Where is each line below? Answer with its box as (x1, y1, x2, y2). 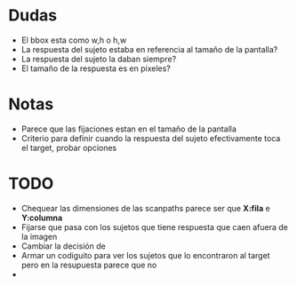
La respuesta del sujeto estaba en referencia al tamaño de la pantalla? (20, 44, 278, 54)
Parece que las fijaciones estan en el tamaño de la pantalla (20, 123, 237, 134)
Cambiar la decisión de (20, 241, 106, 251)
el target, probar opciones (20, 142, 117, 153)
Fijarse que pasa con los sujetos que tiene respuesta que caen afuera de (20, 221, 288, 232)
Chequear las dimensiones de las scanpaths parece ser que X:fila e (20, 203, 270, 213)
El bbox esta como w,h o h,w (20, 35, 127, 45)
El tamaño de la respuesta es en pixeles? (20, 63, 171, 74)
